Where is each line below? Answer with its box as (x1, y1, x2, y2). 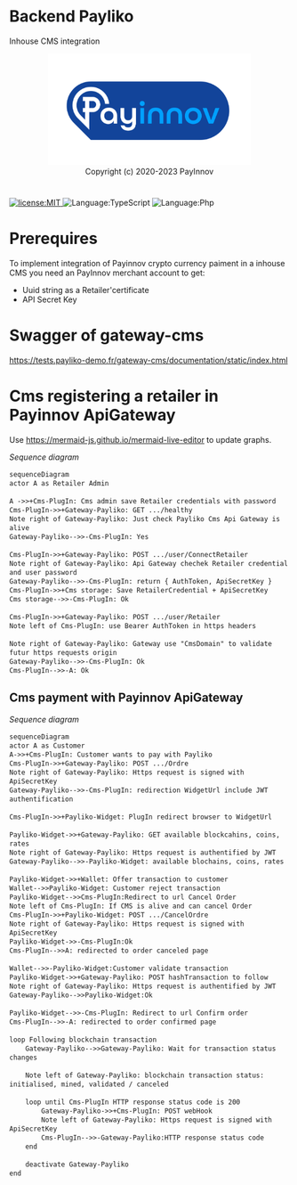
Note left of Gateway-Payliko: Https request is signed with (41, 1116, 273, 1124)
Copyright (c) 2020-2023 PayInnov (84, 166, 214, 176)
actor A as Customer (9, 741, 86, 750)
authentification (9, 795, 74, 804)
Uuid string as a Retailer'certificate (21, 285, 149, 296)
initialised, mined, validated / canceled (9, 1080, 169, 1089)
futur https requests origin (9, 648, 117, 657)
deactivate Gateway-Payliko (25, 1160, 129, 1169)
